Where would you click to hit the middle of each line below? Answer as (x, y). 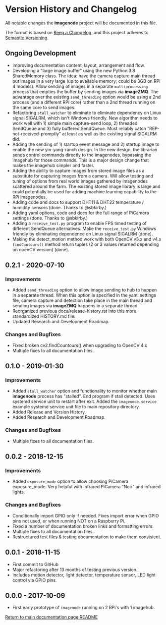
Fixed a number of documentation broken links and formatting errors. (83, 526)
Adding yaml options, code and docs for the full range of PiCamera (81, 213)
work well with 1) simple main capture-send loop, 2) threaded (75, 123)
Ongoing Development (41, 53)
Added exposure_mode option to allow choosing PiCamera (70, 481)
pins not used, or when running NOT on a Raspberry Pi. (69, 521)
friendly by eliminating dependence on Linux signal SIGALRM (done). (83, 233)
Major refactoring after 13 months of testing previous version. (75, 569)
